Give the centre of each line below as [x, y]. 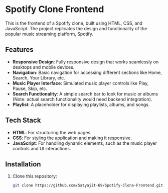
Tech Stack [23, 120]
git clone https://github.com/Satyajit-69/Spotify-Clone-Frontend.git [88, 185]
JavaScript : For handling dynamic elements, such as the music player [85, 143]
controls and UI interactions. [42, 148]
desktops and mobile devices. [43, 67]
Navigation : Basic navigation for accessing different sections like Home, [87, 72]
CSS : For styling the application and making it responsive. [72, 138]
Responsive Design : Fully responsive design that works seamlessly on [86, 62]
